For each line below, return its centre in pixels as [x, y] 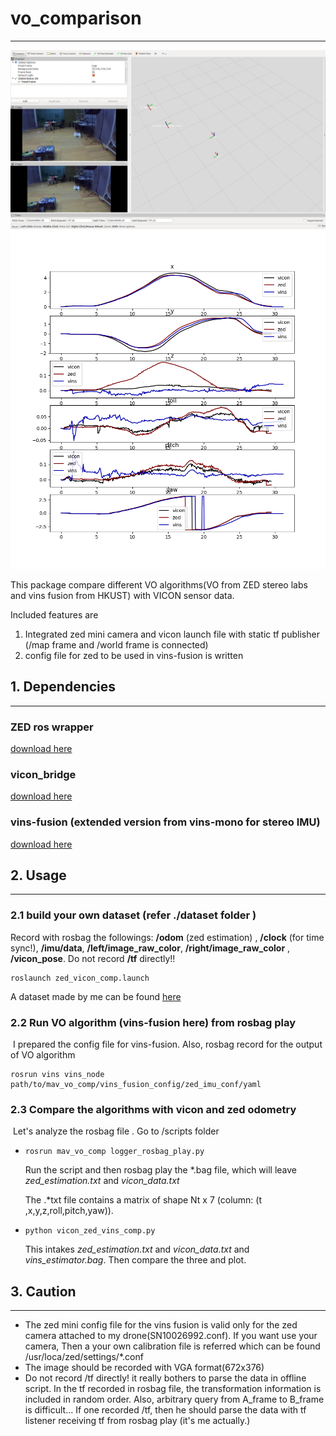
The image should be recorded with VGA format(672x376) [144, 1368]
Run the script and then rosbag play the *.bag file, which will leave [161, 1170]
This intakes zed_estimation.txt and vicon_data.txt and [137, 1249]
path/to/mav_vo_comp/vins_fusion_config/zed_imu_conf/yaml [136, 1084]
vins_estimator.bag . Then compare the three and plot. [135, 1260]
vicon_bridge [43, 774]
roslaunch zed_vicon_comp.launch [80, 978]
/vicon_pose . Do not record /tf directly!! [93, 958]
